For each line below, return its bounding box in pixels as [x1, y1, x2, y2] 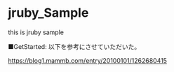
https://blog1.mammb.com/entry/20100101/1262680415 [8, 56, 168, 64]
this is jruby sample [8, 28, 64, 36]
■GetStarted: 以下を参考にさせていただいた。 [8, 42, 141, 50]
